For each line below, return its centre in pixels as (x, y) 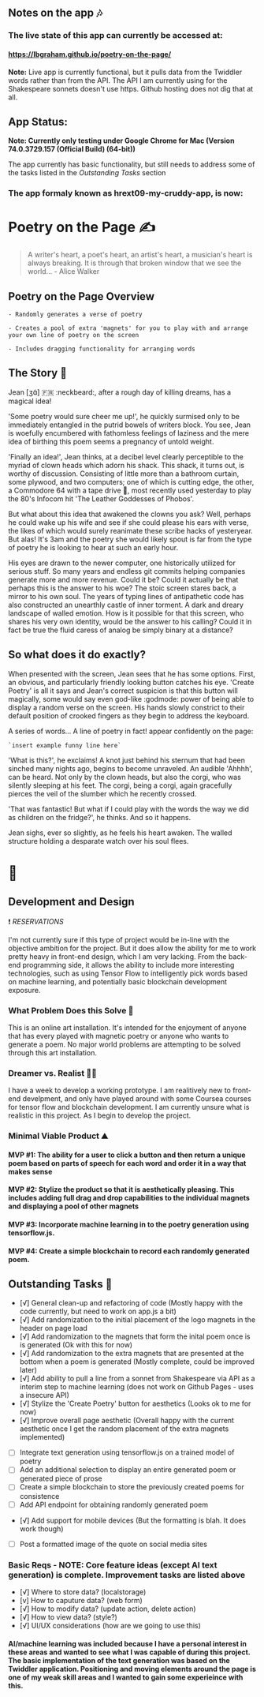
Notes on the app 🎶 (56, 13)
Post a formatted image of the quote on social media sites (113, 1544)
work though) (42, 1528)
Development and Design (72, 902)
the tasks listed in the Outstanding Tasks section (87, 173)
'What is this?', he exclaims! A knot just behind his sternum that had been (127, 760)
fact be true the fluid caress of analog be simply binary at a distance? (121, 630)
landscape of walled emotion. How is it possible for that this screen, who (126, 613)
